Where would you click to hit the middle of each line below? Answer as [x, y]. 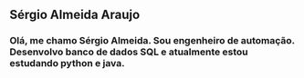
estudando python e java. [67, 63]
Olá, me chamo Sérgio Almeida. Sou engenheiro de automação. [152, 41]
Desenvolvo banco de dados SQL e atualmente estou [129, 52]
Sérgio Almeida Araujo [75, 15]
